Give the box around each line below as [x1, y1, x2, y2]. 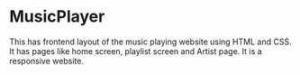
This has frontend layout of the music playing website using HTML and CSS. [9, 36, 292, 47]
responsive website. [9, 55, 84, 66]
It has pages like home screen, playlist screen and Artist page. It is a [9, 45, 263, 56]
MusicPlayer [9, 6, 105, 27]
